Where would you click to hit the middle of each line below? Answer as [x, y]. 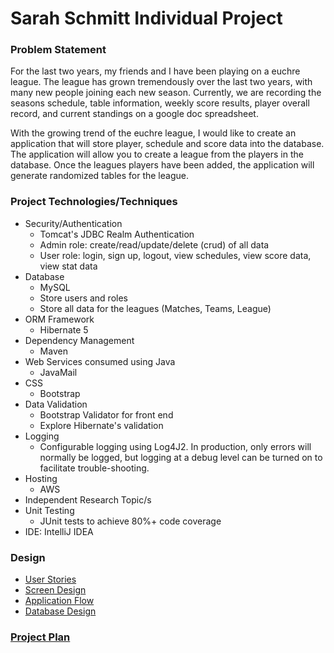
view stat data [68, 266]
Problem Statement [58, 50]
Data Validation [56, 404]
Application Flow [59, 601]
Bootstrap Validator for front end [106, 414]
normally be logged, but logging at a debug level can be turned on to [181, 457]
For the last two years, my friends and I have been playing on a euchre [155, 71]
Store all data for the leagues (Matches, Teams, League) [155, 308]
